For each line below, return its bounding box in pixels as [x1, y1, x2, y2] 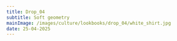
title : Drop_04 [6, 8, 45, 15]
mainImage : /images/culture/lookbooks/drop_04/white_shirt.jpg [6, 20, 171, 26]
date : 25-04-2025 [6, 25, 51, 32]
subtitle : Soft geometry [6, 14, 70, 20]
